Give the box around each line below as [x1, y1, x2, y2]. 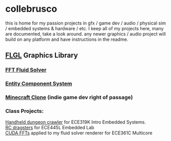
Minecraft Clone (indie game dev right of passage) [5, 94, 133, 101]
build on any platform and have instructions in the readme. [5, 36, 129, 42]
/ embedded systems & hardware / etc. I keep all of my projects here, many [5, 25, 164, 31]
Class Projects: [5, 108, 44, 115]
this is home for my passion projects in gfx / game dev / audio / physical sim [5, 20, 166, 26]
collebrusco [5, 3, 57, 15]
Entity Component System [5, 80, 73, 87]
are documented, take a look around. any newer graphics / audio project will [5, 31, 166, 37]
